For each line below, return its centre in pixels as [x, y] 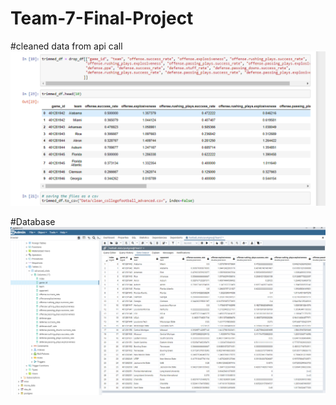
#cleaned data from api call [66, 46]
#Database [33, 222]
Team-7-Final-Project [102, 18]
